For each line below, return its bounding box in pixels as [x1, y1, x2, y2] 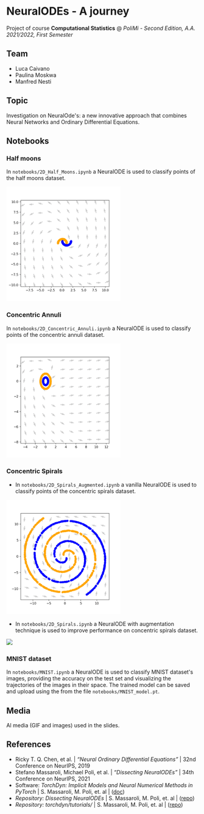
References [6, 740, 51, 750]
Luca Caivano [15, 65, 50, 72]
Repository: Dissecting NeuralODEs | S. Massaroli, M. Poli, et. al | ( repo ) [15, 794, 195, 802]
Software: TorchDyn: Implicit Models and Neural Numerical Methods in [15, 781, 193, 788]
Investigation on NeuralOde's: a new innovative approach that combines [6, 112, 187, 119]
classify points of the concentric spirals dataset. [15, 487, 136, 495]
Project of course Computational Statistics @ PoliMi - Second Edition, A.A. [6, 24, 196, 32]
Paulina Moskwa [15, 71, 57, 79]
